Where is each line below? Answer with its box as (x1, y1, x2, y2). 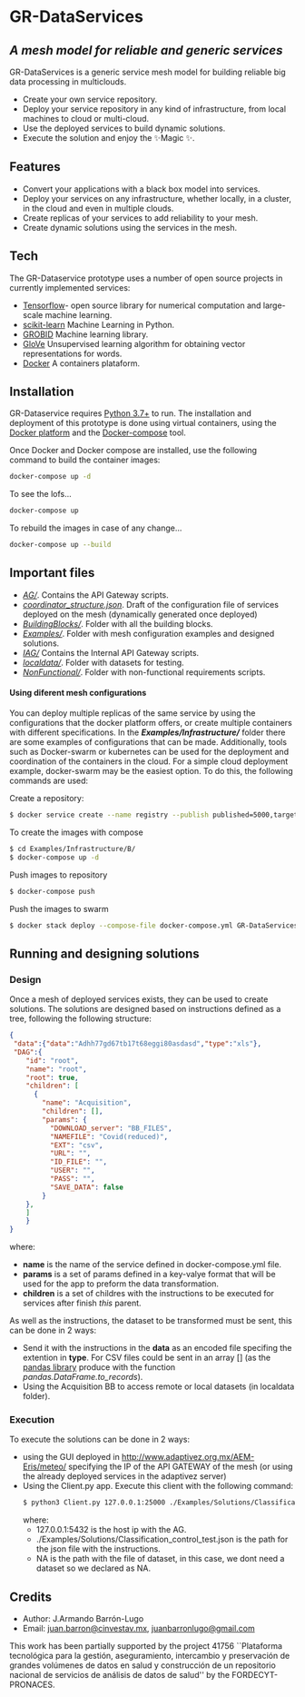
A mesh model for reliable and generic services (9, 43, 283, 58)
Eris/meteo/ (22, 1461, 66, 1473)
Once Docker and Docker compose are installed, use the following (9, 445, 257, 456)
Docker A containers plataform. (22, 357, 141, 369)
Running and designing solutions (9, 946, 200, 961)
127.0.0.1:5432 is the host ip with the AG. (35, 1524, 187, 1535)
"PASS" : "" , (49, 1175, 95, 1184)
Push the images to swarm (9, 903, 109, 914)
